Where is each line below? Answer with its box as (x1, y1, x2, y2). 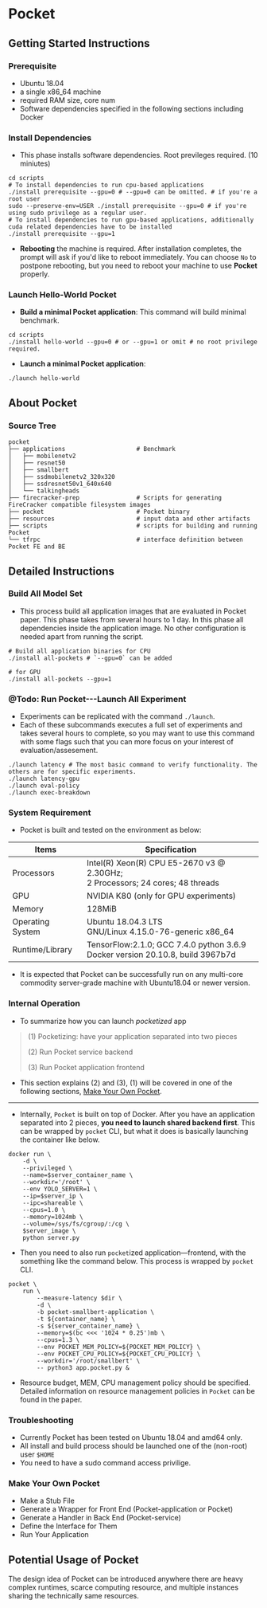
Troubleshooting (8, 1414, 74, 1426)
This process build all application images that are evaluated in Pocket (19, 606, 246, 616)
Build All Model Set (8, 588, 83, 599)
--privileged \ (22, 1164, 73, 1172)
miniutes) (19, 159, 51, 168)
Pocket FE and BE (8, 543, 66, 551)
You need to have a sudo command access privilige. (19, 1458, 192, 1468)
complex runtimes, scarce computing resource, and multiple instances (8, 1583, 239, 1592)
